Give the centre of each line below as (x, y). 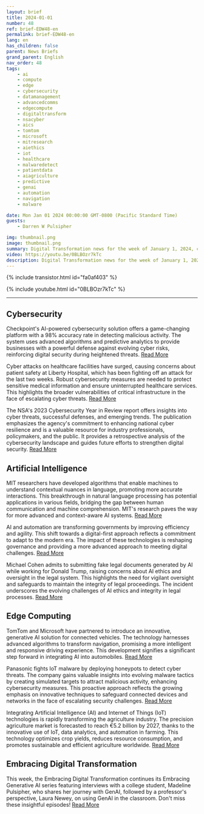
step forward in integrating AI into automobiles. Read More (80, 656)
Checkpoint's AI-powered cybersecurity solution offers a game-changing (98, 329)
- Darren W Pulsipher (44, 227)
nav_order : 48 (24, 63)
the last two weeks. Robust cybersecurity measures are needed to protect (99, 379)
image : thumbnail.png (34, 243)
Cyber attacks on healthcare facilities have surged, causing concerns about (101, 366)
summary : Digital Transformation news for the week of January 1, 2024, (100, 249)
